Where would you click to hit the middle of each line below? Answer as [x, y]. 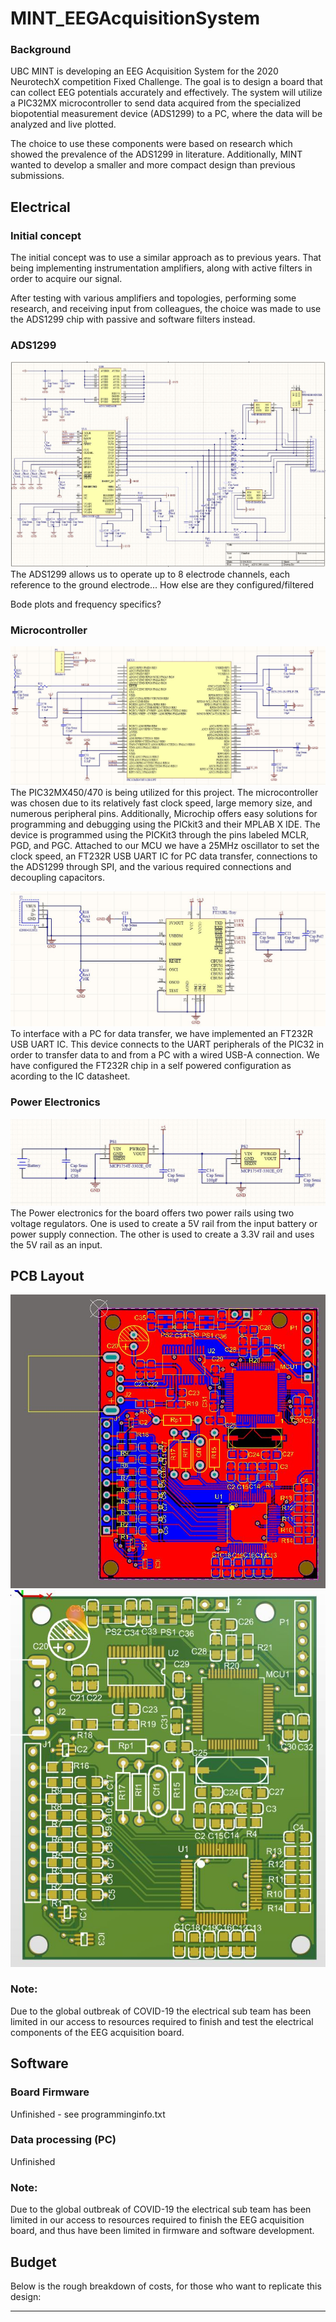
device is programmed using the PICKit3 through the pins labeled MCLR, [160, 835]
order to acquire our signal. [66, 279]
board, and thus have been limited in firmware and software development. [162, 2231]
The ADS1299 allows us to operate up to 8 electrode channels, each [150, 574]
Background [41, 50]
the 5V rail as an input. [56, 1244]
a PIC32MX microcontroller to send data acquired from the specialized [155, 103]
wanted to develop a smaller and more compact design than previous [153, 165]
